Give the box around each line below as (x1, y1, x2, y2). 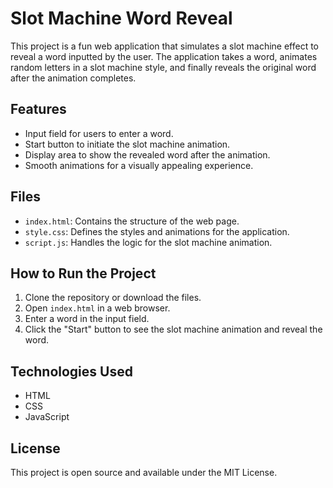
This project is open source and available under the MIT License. (10, 467, 278, 478)
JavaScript (24, 411, 70, 423)
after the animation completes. (10, 72, 137, 84)
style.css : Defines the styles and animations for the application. (24, 225, 290, 237)
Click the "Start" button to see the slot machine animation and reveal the (24, 323, 323, 336)
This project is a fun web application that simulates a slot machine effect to (10, 40, 320, 52)
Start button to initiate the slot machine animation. (24, 138, 231, 150)
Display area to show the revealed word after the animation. (24, 148, 271, 161)
